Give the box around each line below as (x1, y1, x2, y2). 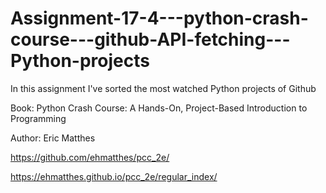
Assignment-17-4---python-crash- (10, 7, 309, 30)
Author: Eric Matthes (10, 132, 96, 144)
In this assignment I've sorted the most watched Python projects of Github (10, 82, 317, 94)
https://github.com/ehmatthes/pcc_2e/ (10, 151, 170, 163)
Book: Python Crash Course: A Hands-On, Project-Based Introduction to (10, 102, 308, 114)
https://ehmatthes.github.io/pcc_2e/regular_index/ (10, 170, 218, 182)
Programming (10, 112, 67, 124)
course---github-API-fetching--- (10, 28, 291, 51)
